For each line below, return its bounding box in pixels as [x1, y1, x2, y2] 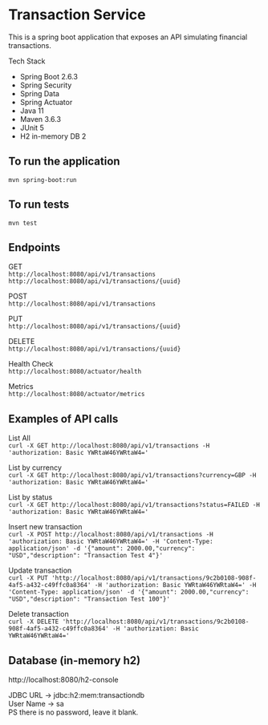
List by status [8, 492, 53, 502]
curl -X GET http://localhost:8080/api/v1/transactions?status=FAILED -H [8, 501, 261, 509]
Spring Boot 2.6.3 [19, 71, 79, 81]
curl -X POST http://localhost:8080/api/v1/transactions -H [8, 531, 214, 539]
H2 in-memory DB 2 [19, 131, 87, 141]
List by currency [8, 463, 63, 472]
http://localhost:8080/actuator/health [8, 367, 142, 376]
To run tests [8, 198, 70, 212]
